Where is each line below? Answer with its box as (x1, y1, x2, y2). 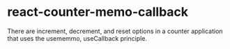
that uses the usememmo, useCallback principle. (7, 34, 148, 42)
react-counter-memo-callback (7, 4, 189, 20)
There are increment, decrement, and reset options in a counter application (7, 27, 223, 35)
